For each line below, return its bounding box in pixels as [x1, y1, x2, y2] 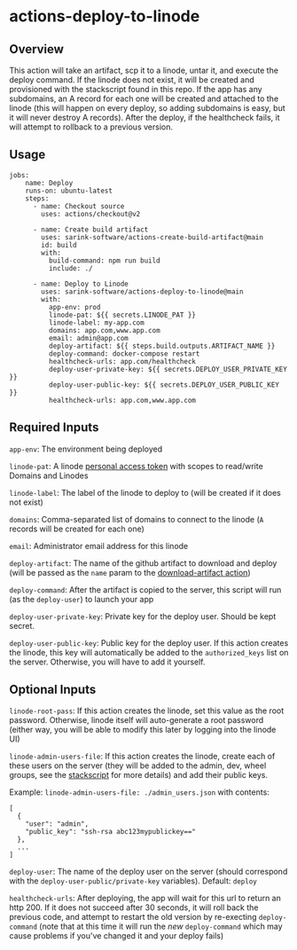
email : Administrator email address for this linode [9, 540, 189, 551]
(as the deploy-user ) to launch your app [9, 593, 154, 604]
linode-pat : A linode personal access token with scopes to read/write [9, 460, 263, 471]
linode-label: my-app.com [48, 318, 145, 327]
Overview [9, 42, 65, 57]
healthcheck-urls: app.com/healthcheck [48, 357, 197, 365]
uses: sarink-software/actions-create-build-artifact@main [41, 232, 264, 241]
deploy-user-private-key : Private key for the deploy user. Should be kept [9, 610, 277, 622]
